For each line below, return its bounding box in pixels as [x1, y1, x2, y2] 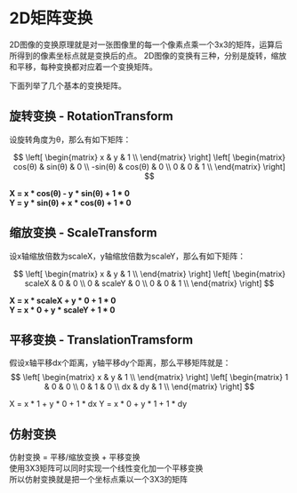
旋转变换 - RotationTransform [9, 108, 173, 124]
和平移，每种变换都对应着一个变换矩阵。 [9, 61, 157, 72]
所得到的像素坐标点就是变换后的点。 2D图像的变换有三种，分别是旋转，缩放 [9, 50, 287, 60]
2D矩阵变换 [9, 8, 93, 28]
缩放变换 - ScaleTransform [9, 226, 157, 241]
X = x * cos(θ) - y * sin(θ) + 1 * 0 [9, 187, 131, 198]
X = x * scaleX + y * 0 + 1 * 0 [9, 295, 116, 306]
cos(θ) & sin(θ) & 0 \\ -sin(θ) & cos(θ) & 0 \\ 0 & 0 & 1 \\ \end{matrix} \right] [12, 161, 286, 171]
